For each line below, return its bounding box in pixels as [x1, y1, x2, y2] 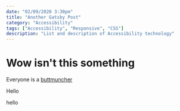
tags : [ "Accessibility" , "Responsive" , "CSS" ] [6, 25, 124, 31]
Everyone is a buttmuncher [6, 76, 73, 83]
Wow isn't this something [6, 56, 135, 70]
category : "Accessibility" [6, 20, 73, 26]
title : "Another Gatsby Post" [6, 14, 82, 20]
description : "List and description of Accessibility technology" [6, 31, 175, 37]
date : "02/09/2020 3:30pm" [6, 8, 73, 15]
